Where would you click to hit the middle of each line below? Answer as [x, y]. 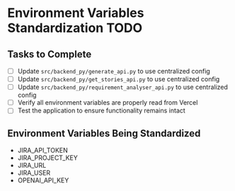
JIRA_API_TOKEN [43, 151]
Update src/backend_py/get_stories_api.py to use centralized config [119, 79]
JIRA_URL [32, 166]
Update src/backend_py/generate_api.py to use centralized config [114, 71]
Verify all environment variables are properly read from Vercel [108, 103]
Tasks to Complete [50, 54]
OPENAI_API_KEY [43, 180]
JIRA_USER [34, 173]
